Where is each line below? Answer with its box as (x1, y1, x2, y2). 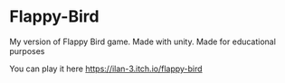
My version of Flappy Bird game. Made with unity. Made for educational (9, 36, 276, 47)
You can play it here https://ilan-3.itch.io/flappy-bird (9, 63, 203, 74)
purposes (9, 45, 45, 56)
